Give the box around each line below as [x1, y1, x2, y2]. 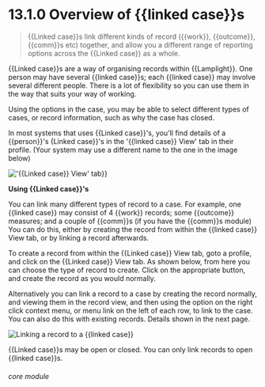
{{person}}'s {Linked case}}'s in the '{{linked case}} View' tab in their [8, 136, 234, 146]
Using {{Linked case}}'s [8, 184, 89, 193]
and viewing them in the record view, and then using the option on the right [8, 297, 253, 306]
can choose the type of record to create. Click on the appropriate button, [8, 265, 246, 275]
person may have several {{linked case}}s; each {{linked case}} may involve [8, 72, 256, 82]
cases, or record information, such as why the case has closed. [8, 112, 215, 122]
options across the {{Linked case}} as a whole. [27, 48, 180, 58]
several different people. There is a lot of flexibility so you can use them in [8, 81, 249, 90]
